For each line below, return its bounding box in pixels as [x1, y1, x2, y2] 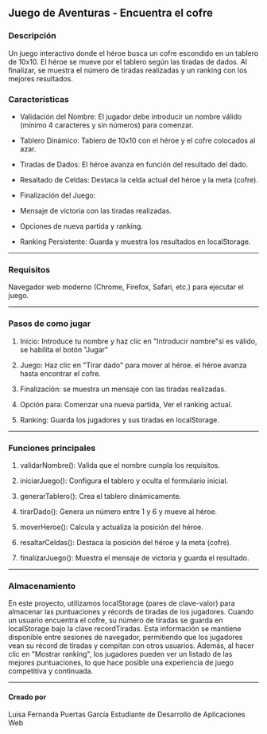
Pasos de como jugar [8, 318, 91, 329]
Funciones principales [8, 442, 96, 453]
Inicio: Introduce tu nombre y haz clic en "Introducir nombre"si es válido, [19, 336, 257, 346]
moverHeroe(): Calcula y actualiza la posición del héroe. [19, 522, 204, 532]
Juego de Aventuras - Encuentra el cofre [8, 6, 213, 20]
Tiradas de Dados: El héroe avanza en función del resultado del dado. [19, 159, 249, 169]
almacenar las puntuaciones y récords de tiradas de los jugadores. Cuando [8, 607, 254, 617]
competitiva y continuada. [8, 666, 94, 676]
